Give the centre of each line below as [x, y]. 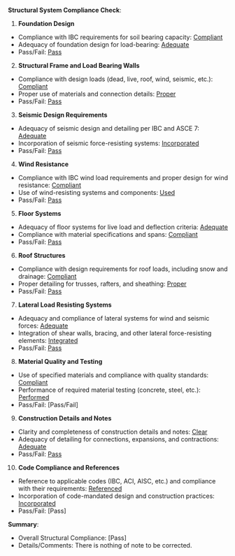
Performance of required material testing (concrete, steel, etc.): [109, 390]
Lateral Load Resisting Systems [65, 305]
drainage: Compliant [47, 276]
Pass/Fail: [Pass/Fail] [48, 405]
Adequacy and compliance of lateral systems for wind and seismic [114, 318]
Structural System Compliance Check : [65, 10]
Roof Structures [42, 255]
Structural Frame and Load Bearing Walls [79, 65]
